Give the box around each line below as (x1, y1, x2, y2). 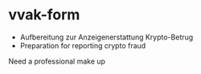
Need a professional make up (8, 56, 106, 66)
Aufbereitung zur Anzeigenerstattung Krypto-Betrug (19, 32, 194, 42)
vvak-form (8, 6, 80, 24)
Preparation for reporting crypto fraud (19, 40, 146, 50)
